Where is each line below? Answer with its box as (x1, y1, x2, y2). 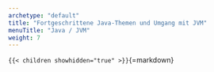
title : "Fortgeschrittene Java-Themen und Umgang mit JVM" (8, 19, 208, 27)
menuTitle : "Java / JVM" (8, 26, 90, 34)
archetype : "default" (8, 11, 80, 20)
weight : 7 (8, 33, 41, 42)
